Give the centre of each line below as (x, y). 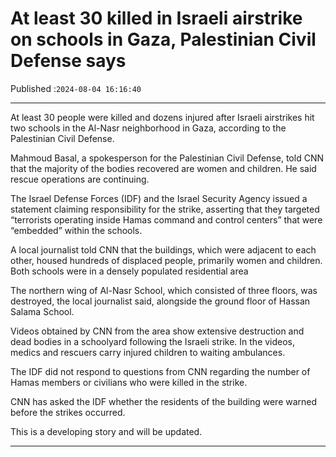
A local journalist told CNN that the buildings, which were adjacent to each (163, 249)
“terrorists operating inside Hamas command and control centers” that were (166, 219)
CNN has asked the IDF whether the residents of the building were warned (164, 401)
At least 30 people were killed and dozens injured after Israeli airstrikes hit (162, 117)
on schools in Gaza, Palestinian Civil (163, 39)
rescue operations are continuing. (80, 179)
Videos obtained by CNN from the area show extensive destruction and (157, 331)
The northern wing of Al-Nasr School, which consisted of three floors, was (164, 290)
